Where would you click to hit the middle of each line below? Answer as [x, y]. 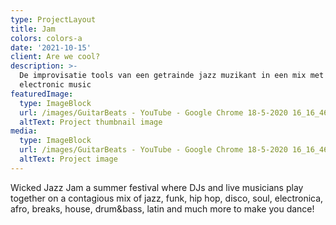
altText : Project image [68, 159]
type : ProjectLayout [53, 19]
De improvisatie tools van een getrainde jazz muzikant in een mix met [172, 76]
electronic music [55, 85]
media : [24, 131]
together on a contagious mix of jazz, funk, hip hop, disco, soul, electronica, [167, 198]
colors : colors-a [46, 38]
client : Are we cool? [55, 57]
